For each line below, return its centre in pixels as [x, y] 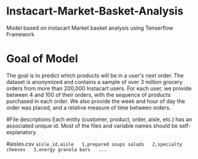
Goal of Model [42, 59]
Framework [20, 34]
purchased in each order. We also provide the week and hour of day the [96, 101]
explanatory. [22, 132]
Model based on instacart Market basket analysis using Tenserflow [90, 28]
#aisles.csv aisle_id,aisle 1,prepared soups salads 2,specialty [94, 144]
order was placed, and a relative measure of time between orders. [89, 108]
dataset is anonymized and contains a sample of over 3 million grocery [94, 82]
